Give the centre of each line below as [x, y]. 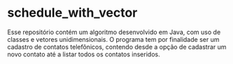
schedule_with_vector [72, 13]
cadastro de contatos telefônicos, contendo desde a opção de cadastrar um [117, 47]
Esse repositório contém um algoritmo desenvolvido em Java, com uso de [114, 32]
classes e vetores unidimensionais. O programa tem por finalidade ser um [113, 39]
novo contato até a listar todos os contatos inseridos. [84, 54]
